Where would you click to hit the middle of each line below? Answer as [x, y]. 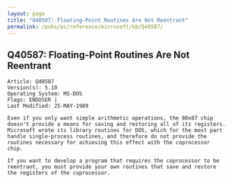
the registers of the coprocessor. [59, 173]
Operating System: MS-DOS [45, 94]
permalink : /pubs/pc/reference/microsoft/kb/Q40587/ [85, 26]
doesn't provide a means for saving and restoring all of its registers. [117, 125]
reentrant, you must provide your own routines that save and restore [112, 167]
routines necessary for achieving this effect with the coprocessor [109, 143]
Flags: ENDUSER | [32, 100]
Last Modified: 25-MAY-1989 [48, 106]
